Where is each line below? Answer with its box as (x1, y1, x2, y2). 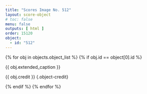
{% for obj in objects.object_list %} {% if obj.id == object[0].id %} (5, 54, 142, 60)
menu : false (5, 21, 30, 27)
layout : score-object (5, 12, 51, 17)
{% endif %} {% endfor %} (5, 83, 61, 89)
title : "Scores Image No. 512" (5, 7, 71, 13)
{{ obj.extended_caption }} (5, 64, 61, 70)
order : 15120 (5, 31, 33, 36)
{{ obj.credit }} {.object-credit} (5, 74, 68, 80)
